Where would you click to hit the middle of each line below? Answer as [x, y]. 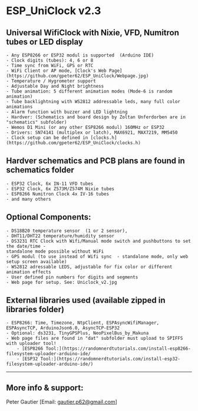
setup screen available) [37, 261]
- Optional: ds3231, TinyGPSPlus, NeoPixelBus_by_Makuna [77, 333]
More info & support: [45, 388]
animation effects [29, 272]
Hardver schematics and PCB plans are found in [96, 161]
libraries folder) [35, 309]
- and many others [29, 199]
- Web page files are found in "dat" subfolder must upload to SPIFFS [95, 339]
